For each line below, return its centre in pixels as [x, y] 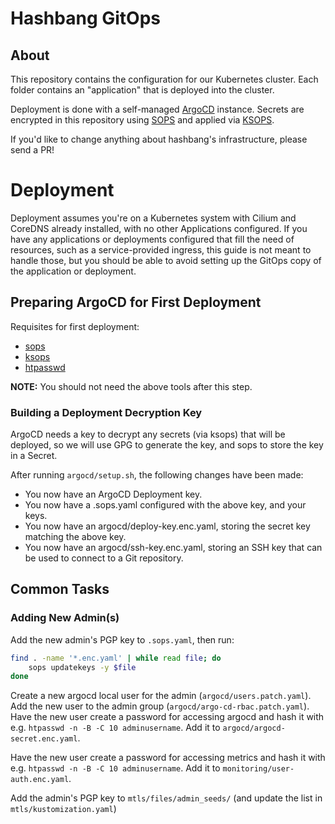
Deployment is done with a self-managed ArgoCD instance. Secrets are [157, 109]
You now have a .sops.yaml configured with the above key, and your [165, 505]
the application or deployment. [73, 271]
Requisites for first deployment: [75, 326]
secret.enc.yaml [44, 739]
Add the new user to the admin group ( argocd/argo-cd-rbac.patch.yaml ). [160, 706]
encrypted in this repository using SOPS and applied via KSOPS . [142, 120]
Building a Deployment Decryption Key [106, 412]
